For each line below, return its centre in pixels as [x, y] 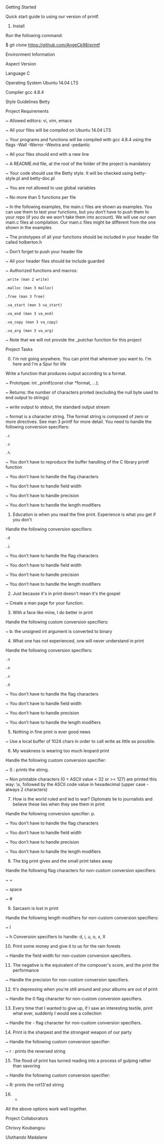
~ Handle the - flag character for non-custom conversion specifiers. [74, 1023]
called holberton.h [24, 242]
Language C [18, 73]
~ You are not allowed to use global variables [51, 188]
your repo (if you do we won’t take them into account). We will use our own [81, 217]
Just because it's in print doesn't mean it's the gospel [66, 593]
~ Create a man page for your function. [45, 603]
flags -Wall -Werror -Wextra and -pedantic [48, 145]
